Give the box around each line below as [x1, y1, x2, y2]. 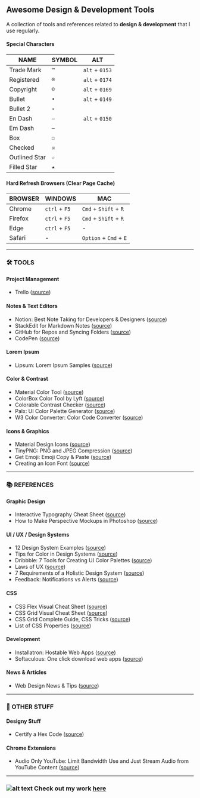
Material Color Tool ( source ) [14, 388, 84, 396]
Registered [9, 76, 40, 84]
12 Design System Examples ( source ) [14, 544, 106, 551]
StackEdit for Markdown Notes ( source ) [14, 322, 112, 329]
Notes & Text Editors [6, 302, 58, 309]
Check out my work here [33, 784, 107, 793]
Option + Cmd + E [82, 234, 127, 242]
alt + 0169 [83, 85, 112, 94]
